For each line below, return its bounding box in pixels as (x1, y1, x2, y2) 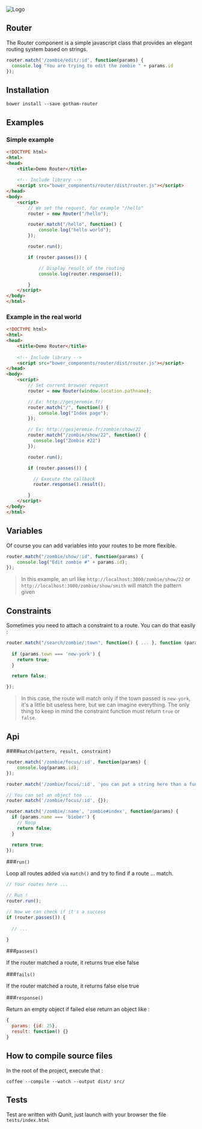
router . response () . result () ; (32, 482, 106, 488)
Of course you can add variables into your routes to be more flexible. (6, 542, 177, 549)
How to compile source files (6, 1051, 113, 1061)
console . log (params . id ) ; (17, 765, 79, 771)
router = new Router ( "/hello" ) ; (28, 211, 109, 217)
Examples (6, 117, 44, 128)
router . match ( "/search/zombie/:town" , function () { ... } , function (6, 640, 182, 646)
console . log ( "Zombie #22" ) (32, 438, 101, 444)
